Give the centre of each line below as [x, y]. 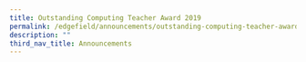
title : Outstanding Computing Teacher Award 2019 [106, 18]
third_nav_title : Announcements [71, 43]
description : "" [40, 35]
